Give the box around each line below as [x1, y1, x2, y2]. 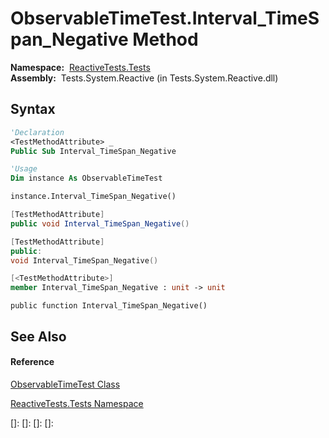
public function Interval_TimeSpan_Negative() [10, 301, 208, 311]
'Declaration [10, 127, 65, 137]
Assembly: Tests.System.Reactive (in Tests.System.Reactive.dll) [10, 72, 279, 84]
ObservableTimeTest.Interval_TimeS [10, 7, 320, 30]
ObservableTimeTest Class [10, 378, 121, 390]
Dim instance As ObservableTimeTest [10, 173, 163, 184]
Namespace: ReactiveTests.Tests [10, 61, 151, 73]
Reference [10, 356, 55, 368]
